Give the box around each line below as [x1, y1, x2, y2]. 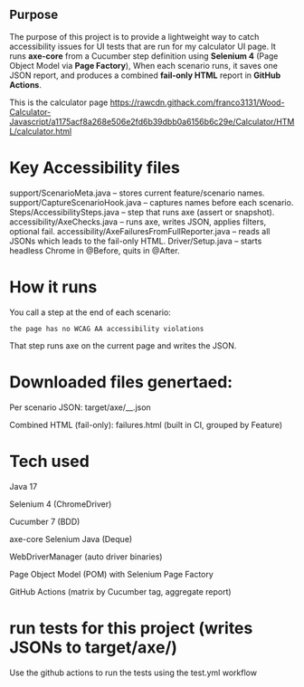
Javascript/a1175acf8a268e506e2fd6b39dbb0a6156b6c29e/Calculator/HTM [9, 116, 295, 127]
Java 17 [9, 481, 38, 491]
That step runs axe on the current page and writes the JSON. [9, 339, 237, 351]
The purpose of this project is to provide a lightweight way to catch [9, 31, 260, 42]
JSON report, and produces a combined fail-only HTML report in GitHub [9, 70, 281, 81]
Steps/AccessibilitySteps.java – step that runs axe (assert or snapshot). [9, 206, 275, 217]
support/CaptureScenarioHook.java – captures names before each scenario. [9, 196, 294, 207]
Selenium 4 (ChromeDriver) [9, 498, 112, 510]
